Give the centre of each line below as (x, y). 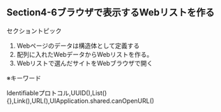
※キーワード (24, 78)
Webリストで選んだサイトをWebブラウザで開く (85, 63)
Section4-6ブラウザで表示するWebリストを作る (111, 13)
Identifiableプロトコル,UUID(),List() (57, 92)
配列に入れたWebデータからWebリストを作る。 (85, 54)
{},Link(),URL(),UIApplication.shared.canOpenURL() (81, 101)
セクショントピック (34, 31)
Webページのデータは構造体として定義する (78, 45)
